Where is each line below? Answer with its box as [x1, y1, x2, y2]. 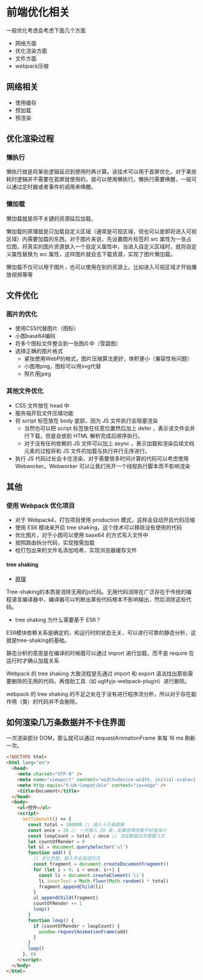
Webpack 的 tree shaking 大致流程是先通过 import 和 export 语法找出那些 [6, 670, 188, 677]
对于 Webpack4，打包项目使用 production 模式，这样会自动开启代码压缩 [14, 516, 195, 524]
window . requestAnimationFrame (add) [38, 929, 129, 935]
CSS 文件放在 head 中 [14, 402, 69, 409]
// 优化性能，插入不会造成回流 [33, 855, 100, 862]
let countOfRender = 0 [28, 838, 85, 845]
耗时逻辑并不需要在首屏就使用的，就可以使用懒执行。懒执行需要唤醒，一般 [6, 176, 192, 183]
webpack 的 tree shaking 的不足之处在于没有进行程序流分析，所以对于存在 [6, 690, 192, 697]
